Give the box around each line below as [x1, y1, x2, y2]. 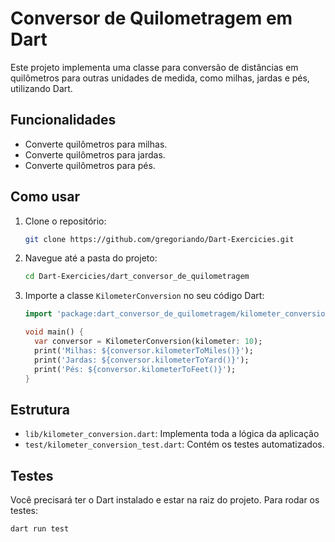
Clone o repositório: [24, 215, 107, 227]
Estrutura [10, 401, 71, 418]
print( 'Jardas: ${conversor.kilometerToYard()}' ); [34, 355, 250, 365]
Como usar [10, 188, 81, 206]
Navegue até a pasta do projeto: [24, 252, 158, 264]
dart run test [10, 524, 70, 534]
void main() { [24, 327, 84, 337]
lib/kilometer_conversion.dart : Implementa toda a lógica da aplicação [24, 428, 320, 440]
